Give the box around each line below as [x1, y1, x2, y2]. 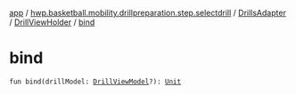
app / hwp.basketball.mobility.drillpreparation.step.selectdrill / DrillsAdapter [9, 8, 287, 18]
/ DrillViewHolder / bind [9, 17, 95, 27]
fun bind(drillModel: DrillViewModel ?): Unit [9, 77, 181, 86]
